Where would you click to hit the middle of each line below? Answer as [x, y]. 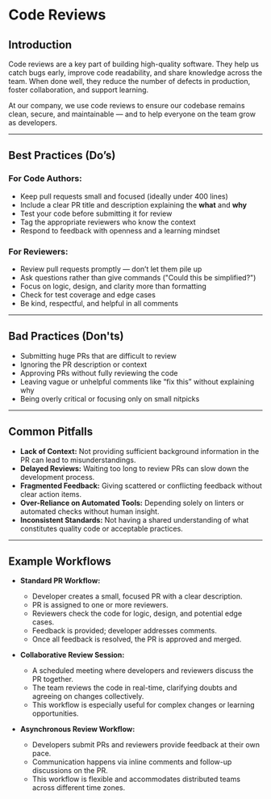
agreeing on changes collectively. [88, 696]
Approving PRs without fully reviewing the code [99, 372]
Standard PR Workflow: [60, 581]
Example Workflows [60, 561]
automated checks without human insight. [90, 511]
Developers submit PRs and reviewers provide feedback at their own [146, 745]
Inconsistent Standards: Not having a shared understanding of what [134, 519]
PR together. [53, 679]
